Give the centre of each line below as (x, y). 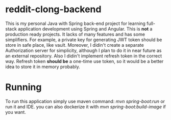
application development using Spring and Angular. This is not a (85, 28)
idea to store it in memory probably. (43, 67)
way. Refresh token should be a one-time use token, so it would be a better (84, 61)
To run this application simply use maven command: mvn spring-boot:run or (85, 101)
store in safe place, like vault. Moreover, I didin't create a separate (75, 45)
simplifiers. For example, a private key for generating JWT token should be (84, 40)
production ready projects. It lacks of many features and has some (75, 34)
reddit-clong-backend (53, 9)
